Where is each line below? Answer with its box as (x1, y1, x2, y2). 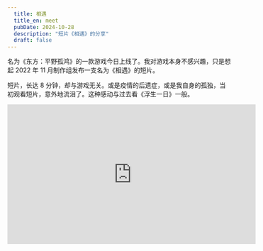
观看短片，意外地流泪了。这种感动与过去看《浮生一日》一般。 (13, 90, 194, 99)
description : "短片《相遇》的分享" (13, 30, 109, 38)
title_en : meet (13, 17, 59, 24)
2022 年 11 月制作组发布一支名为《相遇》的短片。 (15, 66, 160, 74)
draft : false (13, 37, 52, 44)
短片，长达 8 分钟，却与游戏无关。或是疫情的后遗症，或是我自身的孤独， (7, 81, 220, 89)
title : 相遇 (13, 10, 47, 18)
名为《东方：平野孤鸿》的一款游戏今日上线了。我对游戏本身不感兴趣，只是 (7, 57, 225, 66)
